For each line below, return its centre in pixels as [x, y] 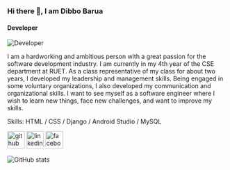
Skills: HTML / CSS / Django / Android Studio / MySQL [84, 121]
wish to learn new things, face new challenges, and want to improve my [110, 101]
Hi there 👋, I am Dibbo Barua [55, 11]
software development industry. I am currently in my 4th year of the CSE [110, 64]
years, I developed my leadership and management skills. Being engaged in [115, 78]
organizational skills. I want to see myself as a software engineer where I [111, 94]
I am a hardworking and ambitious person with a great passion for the [107, 57]
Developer [23, 28]
